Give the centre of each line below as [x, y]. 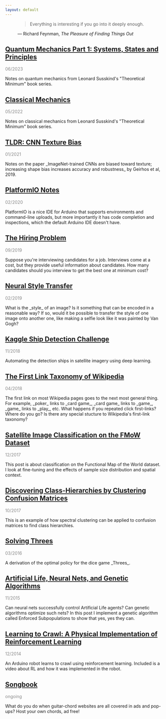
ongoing [14, 696]
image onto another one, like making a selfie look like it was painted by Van [82, 318]
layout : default [22, 10]
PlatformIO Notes [32, 190]
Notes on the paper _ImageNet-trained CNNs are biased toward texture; [79, 164]
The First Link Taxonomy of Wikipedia [65, 376]
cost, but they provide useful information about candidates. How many [77, 265]
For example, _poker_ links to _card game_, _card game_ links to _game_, [79, 404]
